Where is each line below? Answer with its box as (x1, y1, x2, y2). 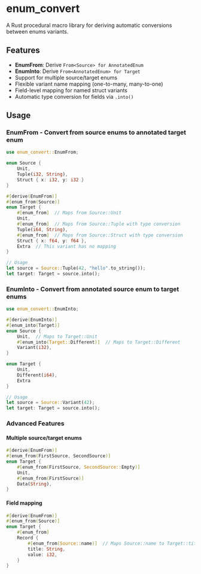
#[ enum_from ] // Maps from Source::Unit (17, 210, 121, 216)
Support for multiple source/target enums (14, 74, 118, 81)
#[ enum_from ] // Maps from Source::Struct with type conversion (17, 232, 184, 238)
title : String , (28, 546, 66, 552)
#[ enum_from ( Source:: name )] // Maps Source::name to (28, 540, 165, 546)
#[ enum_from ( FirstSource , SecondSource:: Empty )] (17, 464, 141, 470)
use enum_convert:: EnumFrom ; (6, 149, 79, 156)
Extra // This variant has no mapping (17, 243, 117, 250)
